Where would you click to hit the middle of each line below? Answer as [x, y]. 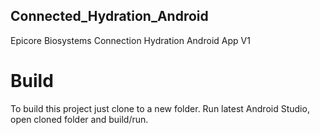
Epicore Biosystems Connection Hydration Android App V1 [130, 40]
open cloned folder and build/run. [79, 119]
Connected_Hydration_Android [109, 16]
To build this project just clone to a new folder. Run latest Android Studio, [160, 108]
